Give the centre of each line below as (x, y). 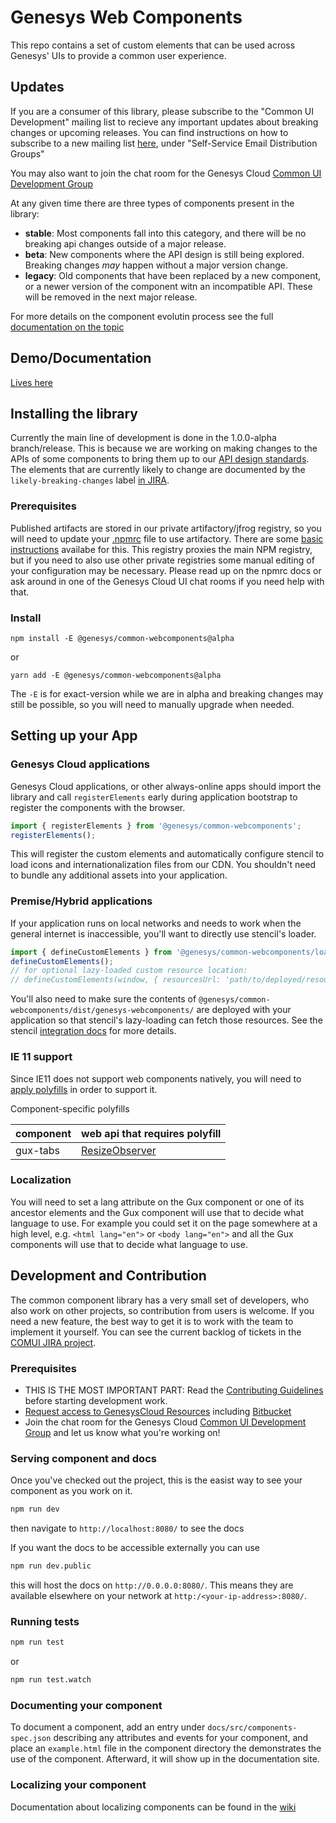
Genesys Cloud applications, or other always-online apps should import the (166, 786)
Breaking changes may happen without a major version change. (156, 265)
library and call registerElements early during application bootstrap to (154, 797)
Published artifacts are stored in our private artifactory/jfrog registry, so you (166, 528)
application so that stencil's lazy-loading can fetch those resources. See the (166, 1020)
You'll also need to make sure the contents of (103, 999)
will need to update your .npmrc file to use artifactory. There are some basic (167, 538)
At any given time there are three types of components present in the (152, 203)
